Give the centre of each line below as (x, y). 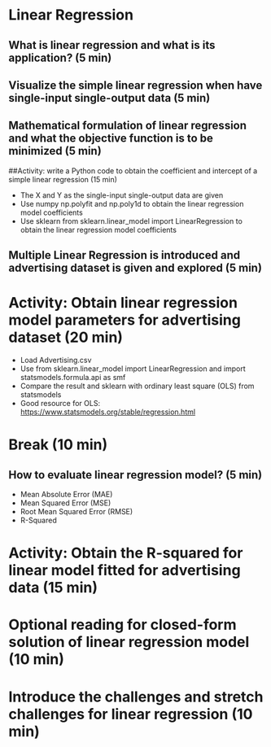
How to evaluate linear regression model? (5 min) (135, 475)
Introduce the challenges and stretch (136, 697)
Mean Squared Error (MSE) (66, 503)
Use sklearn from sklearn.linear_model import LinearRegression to (131, 221)
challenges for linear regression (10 (131, 714)
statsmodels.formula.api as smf (73, 378)
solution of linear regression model (129, 642)
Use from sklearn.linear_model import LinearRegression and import (133, 369)
